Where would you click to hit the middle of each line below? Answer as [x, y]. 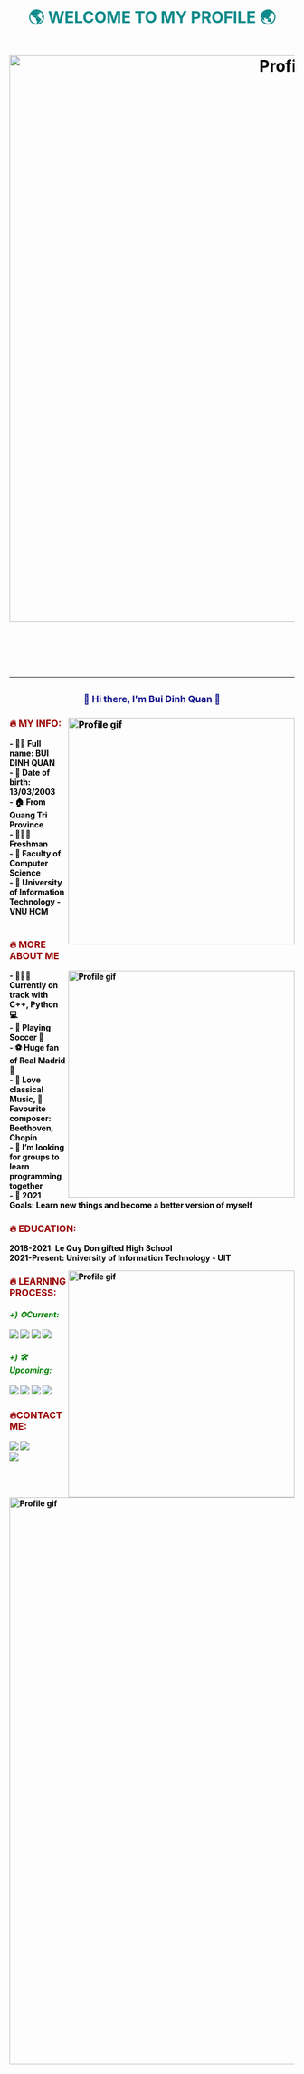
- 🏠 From [28, 802]
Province [27, 824]
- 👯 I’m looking [37, 1147]
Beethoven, [32, 1128]
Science [25, 873]
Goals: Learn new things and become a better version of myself [131, 1205]
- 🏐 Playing [30, 1027]
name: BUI [29, 753]
